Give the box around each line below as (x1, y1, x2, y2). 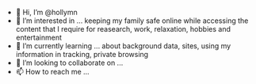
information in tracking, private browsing (15, 50, 149, 59)
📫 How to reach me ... (15, 67, 90, 76)
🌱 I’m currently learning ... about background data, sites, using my (15, 41, 231, 51)
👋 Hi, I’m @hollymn (15, 8, 78, 17)
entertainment (15, 32, 62, 42)
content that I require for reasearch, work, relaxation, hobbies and (15, 25, 231, 33)
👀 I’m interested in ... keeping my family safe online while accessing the (15, 16, 249, 25)
